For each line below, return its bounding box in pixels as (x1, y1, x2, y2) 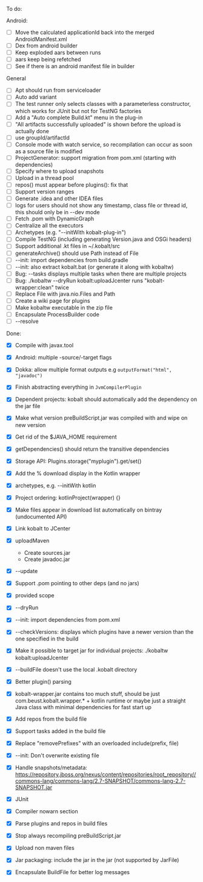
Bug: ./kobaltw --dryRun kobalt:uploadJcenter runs (15, 277, 144, 284)
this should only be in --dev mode (15, 209, 100, 216)
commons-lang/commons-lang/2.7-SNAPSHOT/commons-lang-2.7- (15, 777, 186, 784)
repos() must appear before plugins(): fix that (15, 181, 128, 188)
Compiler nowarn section (15, 808, 79, 815)
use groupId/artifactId (15, 134, 70, 141)
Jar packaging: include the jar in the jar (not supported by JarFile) (15, 856, 179, 864)
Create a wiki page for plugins (15, 297, 90, 304)
